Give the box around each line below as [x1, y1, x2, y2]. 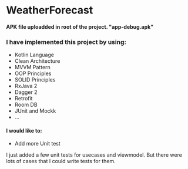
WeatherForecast [6, 4, 93, 17]
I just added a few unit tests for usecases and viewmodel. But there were [6, 151, 182, 158]
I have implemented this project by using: [6, 38, 126, 46]
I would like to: [6, 127, 42, 134]
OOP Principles [14, 70, 52, 77]
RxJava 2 [14, 83, 38, 90]
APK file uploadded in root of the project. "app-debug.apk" [6, 23, 154, 30]
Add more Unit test [14, 140, 61, 147]
